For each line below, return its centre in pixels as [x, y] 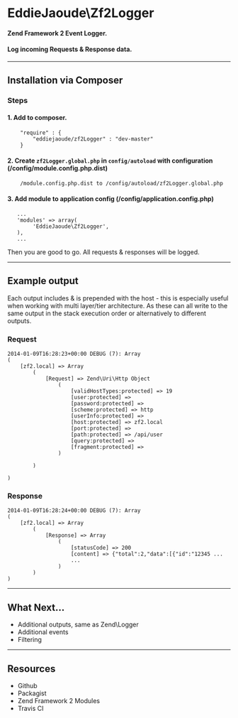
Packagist [32, 693]
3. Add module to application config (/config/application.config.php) [111, 199]
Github [27, 685]
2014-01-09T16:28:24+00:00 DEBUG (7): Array [74, 511]
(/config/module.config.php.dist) [58, 168]
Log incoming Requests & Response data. [70, 49]
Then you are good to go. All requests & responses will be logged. [103, 252]
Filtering [30, 640]
